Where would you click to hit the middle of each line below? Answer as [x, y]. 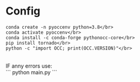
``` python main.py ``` [32, 72]
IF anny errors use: [29, 66]
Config [23, 11]
